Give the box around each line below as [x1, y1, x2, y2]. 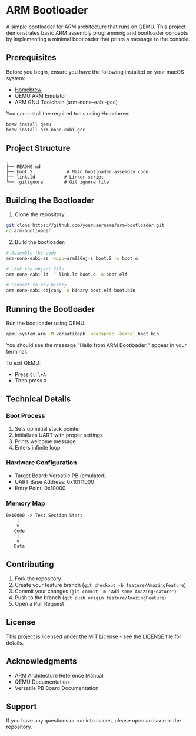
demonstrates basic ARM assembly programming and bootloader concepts [6, 29, 188, 36]
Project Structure [6, 143, 71, 153]
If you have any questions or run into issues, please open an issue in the [6, 717, 181, 724]
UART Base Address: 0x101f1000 [14, 478, 94, 485]
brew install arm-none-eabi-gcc [6, 127, 85, 133]
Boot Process [6, 412, 45, 420]
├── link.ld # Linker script [6, 174, 104, 180]
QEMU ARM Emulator [14, 92, 67, 99]
